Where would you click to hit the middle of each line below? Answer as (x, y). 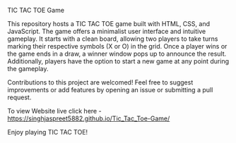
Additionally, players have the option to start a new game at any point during (118, 61)
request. (19, 97)
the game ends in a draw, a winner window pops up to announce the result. (117, 54)
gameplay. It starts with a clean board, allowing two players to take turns (113, 39)
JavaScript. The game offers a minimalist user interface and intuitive (107, 31)
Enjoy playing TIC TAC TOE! (48, 132)
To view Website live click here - (54, 111)
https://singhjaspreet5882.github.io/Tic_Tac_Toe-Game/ (89, 118)
